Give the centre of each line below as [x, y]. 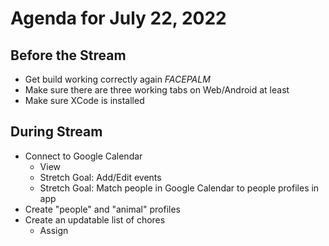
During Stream [56, 132]
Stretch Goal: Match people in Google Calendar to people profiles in [179, 188]
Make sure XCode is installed [84, 100]
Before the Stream [68, 55]
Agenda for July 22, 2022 [118, 18]
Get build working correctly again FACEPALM [117, 79]
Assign [54, 230]
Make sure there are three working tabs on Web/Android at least [157, 90]
